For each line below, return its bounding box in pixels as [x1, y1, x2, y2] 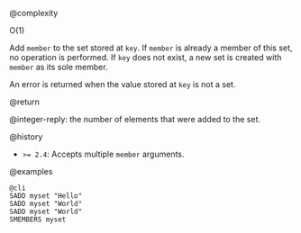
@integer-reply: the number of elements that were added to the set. [9, 114, 261, 124]
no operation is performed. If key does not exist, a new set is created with [9, 52, 282, 62]
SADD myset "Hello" [9, 192, 83, 201]
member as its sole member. [9, 62, 108, 72]
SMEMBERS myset [9, 215, 67, 224]
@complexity [9, 8, 59, 18]
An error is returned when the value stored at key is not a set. [9, 79, 236, 89]
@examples [9, 166, 53, 176]
